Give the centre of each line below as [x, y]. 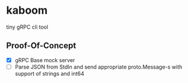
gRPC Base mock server [45, 60]
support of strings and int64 [50, 73]
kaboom [27, 10]
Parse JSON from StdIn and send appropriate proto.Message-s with [98, 67]
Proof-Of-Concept [41, 46]
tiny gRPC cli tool [27, 27]
